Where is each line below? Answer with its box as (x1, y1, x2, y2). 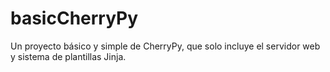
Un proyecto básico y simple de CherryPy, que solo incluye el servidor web (10, 40, 321, 52)
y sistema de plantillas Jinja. (10, 50, 127, 62)
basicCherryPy (10, 7, 139, 30)
